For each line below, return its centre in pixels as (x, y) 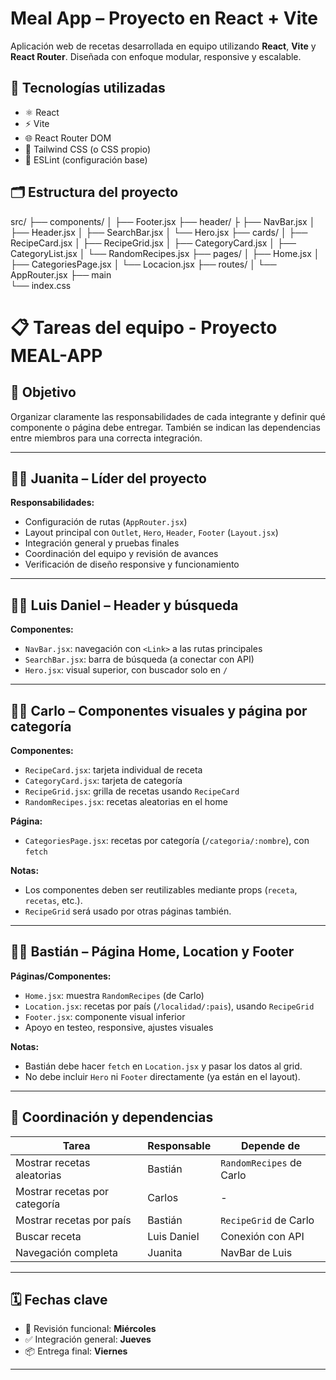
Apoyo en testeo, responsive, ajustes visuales (119, 1027)
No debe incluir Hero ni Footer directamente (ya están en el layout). (162, 1076)
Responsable (179, 1145)
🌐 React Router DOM (68, 138)
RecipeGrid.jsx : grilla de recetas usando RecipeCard (132, 791)
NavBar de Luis (256, 1252)
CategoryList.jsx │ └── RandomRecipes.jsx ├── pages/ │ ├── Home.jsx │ (165, 253)
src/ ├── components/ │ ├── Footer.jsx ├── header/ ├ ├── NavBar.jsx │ (163, 221)
